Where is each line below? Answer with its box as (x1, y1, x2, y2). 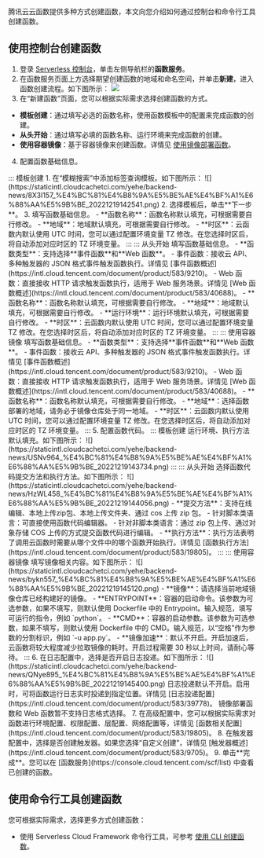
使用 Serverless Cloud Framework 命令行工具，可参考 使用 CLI (19, 831, 222, 841)
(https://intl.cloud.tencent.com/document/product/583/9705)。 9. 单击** (8, 747, 244, 757)
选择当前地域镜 (207, 584, 256, 593)
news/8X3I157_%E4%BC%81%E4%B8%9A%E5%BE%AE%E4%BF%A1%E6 (8, 190, 254, 200)
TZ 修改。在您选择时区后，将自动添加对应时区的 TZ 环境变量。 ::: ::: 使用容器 (8, 327, 256, 336)
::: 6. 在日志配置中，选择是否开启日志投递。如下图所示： (23, 652, 206, 662)
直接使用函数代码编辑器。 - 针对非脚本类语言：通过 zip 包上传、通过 (28, 518, 249, 527)
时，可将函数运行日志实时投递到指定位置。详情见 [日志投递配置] (8, 688, 215, 698)
